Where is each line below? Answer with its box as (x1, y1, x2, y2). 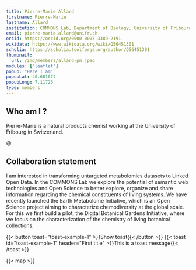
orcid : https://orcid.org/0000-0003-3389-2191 (6, 36, 121, 42)
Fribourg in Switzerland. (6, 128, 64, 135)
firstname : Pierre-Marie (6, 14, 66, 20)
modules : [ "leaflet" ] (6, 63, 59, 69)
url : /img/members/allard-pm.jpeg (11, 57, 95, 63)
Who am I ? (6, 107, 47, 117)
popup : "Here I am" (6, 69, 54, 74)
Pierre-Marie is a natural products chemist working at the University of (6, 122, 176, 129)
